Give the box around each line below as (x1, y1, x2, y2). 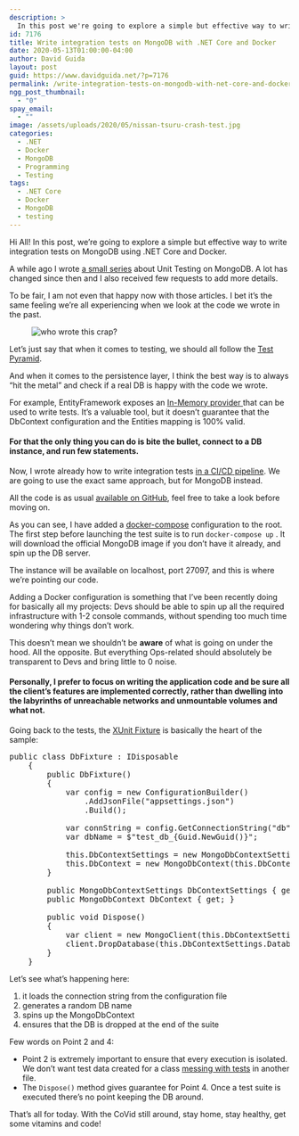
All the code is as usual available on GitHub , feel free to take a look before (9, 492, 280, 503)
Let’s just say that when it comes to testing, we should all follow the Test (9, 343, 274, 354)
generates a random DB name (21, 1000, 133, 1011)
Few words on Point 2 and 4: (9, 1036, 114, 1048)
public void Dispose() (46, 912, 146, 923)
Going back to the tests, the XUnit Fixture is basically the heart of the (9, 725, 263, 736)
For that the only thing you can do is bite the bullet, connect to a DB (9, 436, 263, 447)
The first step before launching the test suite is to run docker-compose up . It (9, 528, 286, 539)
